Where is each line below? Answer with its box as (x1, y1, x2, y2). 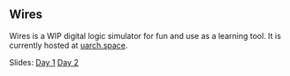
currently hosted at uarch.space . (9, 40, 128, 50)
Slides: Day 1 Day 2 (9, 57, 80, 67)
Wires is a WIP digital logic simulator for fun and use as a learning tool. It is (9, 30, 281, 41)
